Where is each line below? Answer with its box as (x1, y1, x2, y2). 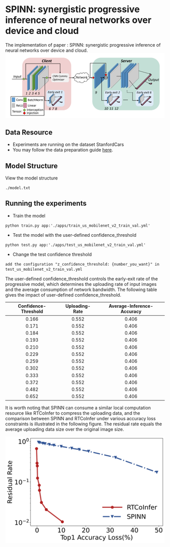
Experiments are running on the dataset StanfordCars (12, 141, 124, 148)
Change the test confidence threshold (12, 251, 92, 257)
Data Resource (5, 128, 53, 136)
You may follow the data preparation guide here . (12, 147, 113, 153)
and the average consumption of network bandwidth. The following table (5, 286, 157, 293)
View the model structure (5, 175, 58, 181)
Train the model (12, 212, 46, 218)
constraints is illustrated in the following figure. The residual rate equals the (5, 421, 162, 427)
